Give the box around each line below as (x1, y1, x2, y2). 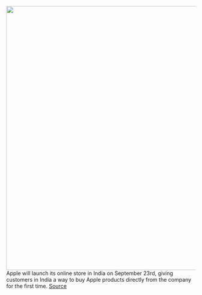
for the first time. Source (6, 282, 67, 290)
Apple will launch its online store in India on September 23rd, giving (6, 270, 173, 277)
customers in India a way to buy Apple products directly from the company (6, 276, 191, 283)
